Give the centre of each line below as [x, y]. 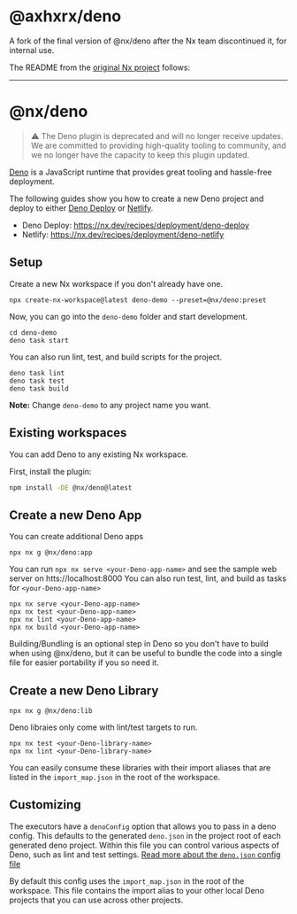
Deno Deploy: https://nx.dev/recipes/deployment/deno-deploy [136, 225]
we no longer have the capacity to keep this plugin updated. [140, 155]
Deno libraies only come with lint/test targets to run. [103, 727]
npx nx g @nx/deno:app [51, 553]
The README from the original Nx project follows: [100, 67]
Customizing [45, 805]
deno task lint [37, 373]
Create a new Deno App [76, 515]
